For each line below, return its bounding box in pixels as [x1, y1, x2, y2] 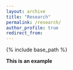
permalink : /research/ [6, 19, 61, 25]
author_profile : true [6, 24, 59, 31]
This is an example [6, 58, 53, 65]
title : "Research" [6, 14, 51, 20]
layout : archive [6, 8, 46, 15]
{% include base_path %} [6, 46, 68, 53]
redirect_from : [6, 30, 43, 36]
